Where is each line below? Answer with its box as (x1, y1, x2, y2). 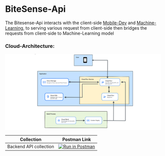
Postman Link (62, 136, 91, 142)
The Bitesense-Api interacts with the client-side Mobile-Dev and (5, 20, 136, 26)
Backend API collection (7, 144, 54, 150)
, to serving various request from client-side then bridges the (23, 25, 147, 31)
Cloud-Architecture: (5, 42, 55, 49)
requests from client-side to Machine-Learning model (5, 30, 115, 36)
